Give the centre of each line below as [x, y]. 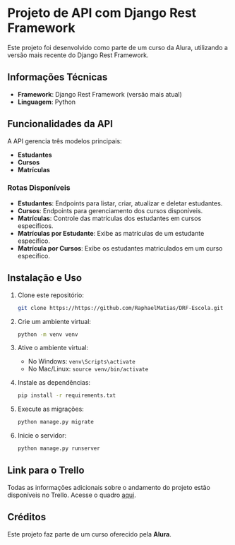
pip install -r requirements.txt [67, 396]
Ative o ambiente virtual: [53, 348]
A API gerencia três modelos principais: [65, 141]
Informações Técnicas [58, 77]
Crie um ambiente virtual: [54, 321]
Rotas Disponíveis [39, 188]
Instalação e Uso [45, 278]
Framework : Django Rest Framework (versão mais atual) [100, 94]
